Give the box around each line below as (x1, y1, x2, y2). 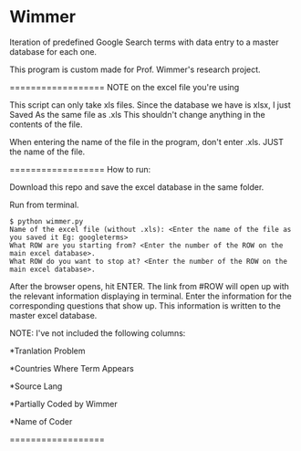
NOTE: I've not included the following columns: (9, 327, 186, 339)
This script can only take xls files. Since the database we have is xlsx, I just (9, 99, 291, 110)
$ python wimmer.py (9, 216, 84, 225)
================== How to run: (9, 163, 151, 174)
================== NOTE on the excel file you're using (9, 81, 240, 92)
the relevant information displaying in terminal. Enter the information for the (9, 290, 292, 301)
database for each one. (9, 46, 98, 57)
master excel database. (9, 309, 98, 320)
